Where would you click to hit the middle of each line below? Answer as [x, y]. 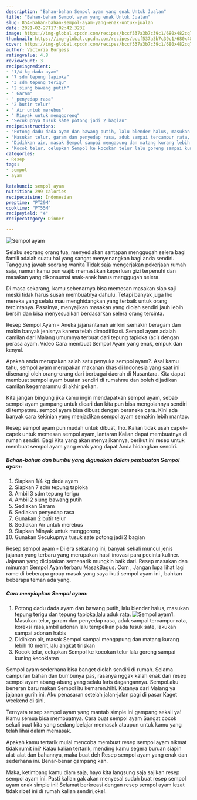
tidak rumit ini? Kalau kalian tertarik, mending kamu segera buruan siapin [94, 748]
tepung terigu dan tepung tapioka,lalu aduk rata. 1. [94, 614]
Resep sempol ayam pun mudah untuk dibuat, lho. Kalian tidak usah [88, 428]
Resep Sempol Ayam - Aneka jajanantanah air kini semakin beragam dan [94, 325]
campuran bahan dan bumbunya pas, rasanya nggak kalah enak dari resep [96, 675]
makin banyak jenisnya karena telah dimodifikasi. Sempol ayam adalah [91, 331]
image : [14, 34]
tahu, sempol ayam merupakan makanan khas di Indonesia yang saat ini [93, 367]
